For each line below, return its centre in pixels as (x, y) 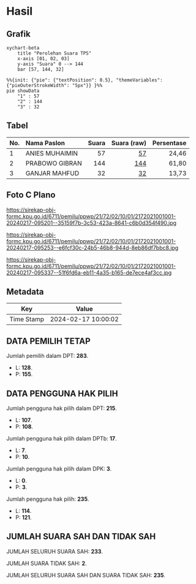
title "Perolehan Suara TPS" (55, 53)
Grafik (18, 34)
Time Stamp (27, 319)
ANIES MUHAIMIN (52, 153)
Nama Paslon (45, 143)
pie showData (23, 91)
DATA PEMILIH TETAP (48, 341)
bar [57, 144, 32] (41, 69)
